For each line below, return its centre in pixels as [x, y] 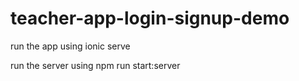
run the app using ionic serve [70, 46]
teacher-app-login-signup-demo [150, 18]
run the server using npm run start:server [95, 65]
